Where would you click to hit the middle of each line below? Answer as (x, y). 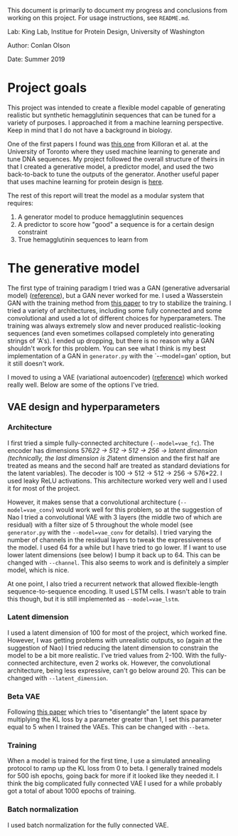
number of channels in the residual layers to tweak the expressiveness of (114, 540)
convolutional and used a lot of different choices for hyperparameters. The (117, 318)
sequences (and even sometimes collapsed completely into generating (111, 333)
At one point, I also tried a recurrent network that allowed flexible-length (113, 584)
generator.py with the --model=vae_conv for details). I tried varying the (109, 532)
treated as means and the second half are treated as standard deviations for (119, 466)
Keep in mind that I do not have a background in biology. (90, 130)
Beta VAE (24, 696)
